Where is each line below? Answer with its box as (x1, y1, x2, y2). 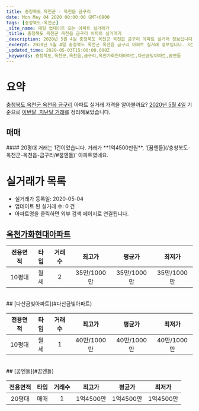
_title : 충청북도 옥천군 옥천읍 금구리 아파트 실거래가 (6, 31, 122, 37)
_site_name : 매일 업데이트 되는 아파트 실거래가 (6, 25, 110, 31)
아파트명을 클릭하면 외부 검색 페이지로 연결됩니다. (14, 210, 129, 217)
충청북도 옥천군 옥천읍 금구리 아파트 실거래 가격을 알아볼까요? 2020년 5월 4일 (6, 101, 187, 108)
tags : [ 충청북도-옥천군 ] (6, 20, 59, 26)
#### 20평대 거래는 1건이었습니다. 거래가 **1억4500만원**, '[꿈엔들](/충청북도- (6, 144, 191, 151)
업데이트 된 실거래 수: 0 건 (14, 203, 75, 210)
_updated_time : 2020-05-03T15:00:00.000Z (6, 47, 110, 53)
